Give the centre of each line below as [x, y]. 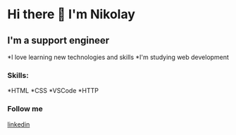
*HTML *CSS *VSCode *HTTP [53, 91]
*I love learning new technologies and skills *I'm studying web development [118, 57]
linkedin [19, 124]
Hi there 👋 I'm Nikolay [72, 14]
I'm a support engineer [58, 40]
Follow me [25, 109]
